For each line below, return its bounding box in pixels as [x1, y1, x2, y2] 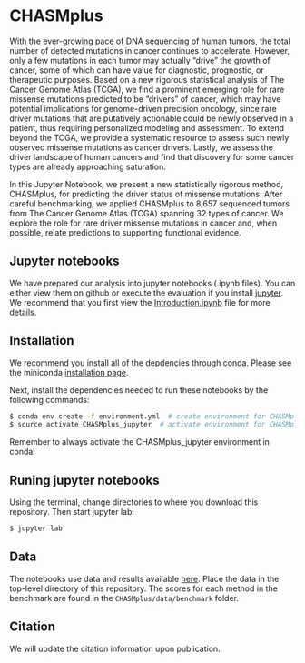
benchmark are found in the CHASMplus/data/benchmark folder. [9, 592, 239, 603]
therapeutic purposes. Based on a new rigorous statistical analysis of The [9, 74, 285, 85]
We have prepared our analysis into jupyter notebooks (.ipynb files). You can [9, 277, 296, 288]
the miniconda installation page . [9, 367, 129, 377]
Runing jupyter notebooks [9, 472, 160, 487]
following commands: [9, 394, 90, 405]
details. [9, 306, 37, 317]
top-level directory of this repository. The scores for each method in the [9, 583, 279, 594]
